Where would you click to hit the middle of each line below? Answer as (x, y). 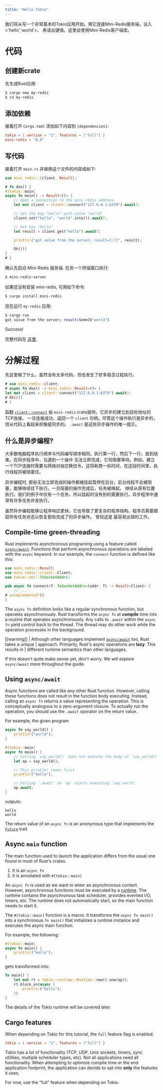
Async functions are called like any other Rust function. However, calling (77, 691)
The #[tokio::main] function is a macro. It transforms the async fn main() (79, 915)
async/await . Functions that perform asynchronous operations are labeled (79, 549)
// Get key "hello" (33, 227)
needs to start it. (21, 905)
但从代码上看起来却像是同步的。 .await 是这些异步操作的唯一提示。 (72, 424)
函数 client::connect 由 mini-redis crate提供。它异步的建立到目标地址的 (78, 412)
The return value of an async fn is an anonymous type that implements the (80, 823)
